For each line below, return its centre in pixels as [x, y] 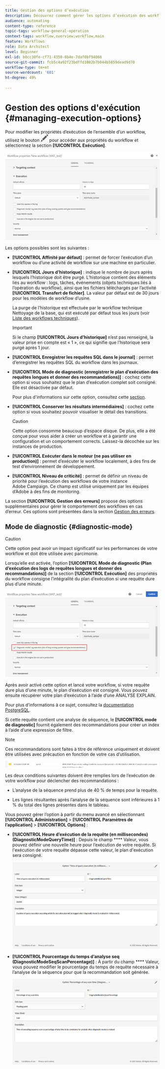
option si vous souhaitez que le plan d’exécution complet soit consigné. [84, 382]
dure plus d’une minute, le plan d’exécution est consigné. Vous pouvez [76, 690]
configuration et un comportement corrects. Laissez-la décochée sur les [86, 441]
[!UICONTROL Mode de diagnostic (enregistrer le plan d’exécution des [85, 372]
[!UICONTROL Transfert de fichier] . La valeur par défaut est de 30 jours [85, 293]
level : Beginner [22, 52]
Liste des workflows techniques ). [46, 318]
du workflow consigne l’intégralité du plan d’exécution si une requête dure [80, 578]
